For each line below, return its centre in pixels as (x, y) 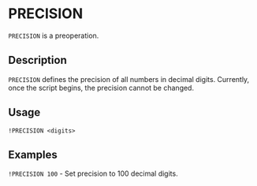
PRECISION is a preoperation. (54, 35)
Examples (33, 154)
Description (37, 60)
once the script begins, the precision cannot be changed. (101, 87)
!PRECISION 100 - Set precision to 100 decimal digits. (93, 173)
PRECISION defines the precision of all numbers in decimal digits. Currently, (129, 79)
